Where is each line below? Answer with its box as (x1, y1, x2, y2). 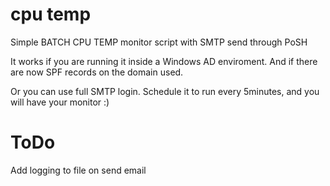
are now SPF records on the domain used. (10, 66, 184, 78)
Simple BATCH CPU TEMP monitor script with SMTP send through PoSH (10, 36, 308, 48)
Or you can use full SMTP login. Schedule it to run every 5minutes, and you (10, 85, 320, 97)
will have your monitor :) (10, 96, 110, 108)
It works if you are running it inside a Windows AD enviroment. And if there (10, 55, 318, 67)
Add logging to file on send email (10, 164, 147, 176)
